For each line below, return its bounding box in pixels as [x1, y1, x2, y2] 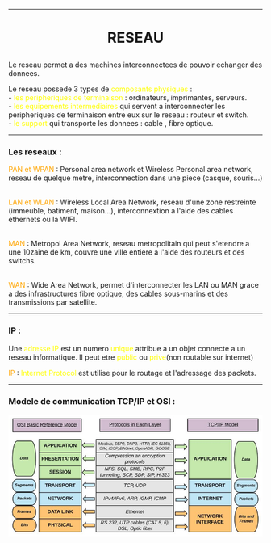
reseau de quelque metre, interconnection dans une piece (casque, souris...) [8, 173, 263, 183]
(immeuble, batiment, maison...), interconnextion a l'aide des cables [8, 206, 234, 216]
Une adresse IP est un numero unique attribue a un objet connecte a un [8, 343, 246, 353]
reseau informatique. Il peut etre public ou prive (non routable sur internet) [8, 352, 254, 362]
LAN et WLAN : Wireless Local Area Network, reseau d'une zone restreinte [8, 197, 256, 207]
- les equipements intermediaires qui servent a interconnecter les [8, 102, 226, 112]
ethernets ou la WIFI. [8, 215, 78, 225]
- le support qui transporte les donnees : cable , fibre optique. [8, 119, 214, 128]
